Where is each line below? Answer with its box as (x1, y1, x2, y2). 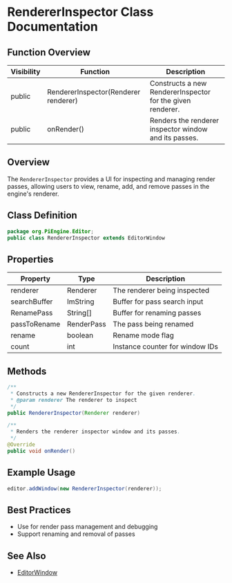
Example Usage (7, 467, 76, 479)
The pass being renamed (113, 320, 194, 329)
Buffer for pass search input (113, 297, 204, 306)
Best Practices (7, 504, 71, 516)
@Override (7, 441, 36, 448)
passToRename (10, 320, 61, 329)
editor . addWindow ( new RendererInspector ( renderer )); (7, 485, 162, 492)
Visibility (10, 67, 41, 76)
